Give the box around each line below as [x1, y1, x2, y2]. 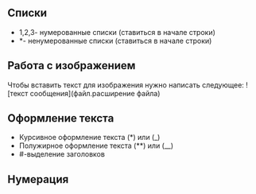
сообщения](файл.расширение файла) [29, 88, 161, 98]
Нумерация [7, 173, 69, 186]
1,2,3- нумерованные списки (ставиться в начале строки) [18, 27, 216, 37]
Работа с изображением [7, 59, 136, 72]
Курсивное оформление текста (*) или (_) [18, 133, 161, 142]
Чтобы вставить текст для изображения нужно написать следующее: [7, 80, 244, 90]
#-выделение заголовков [18, 149, 105, 159]
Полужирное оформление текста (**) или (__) [18, 141, 174, 150]
